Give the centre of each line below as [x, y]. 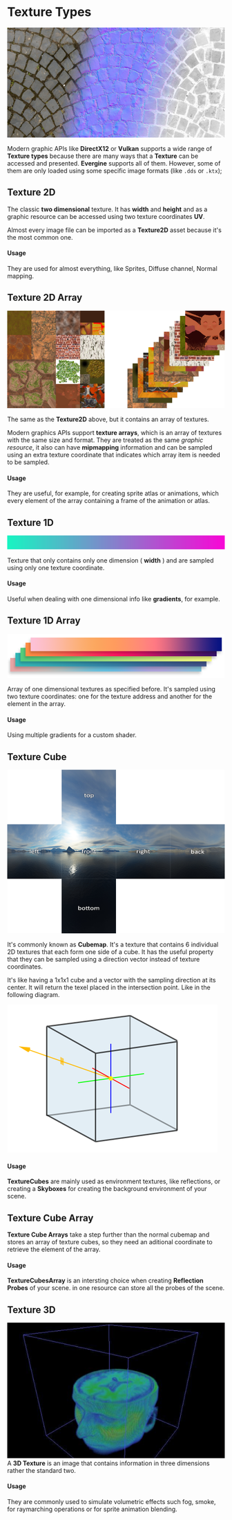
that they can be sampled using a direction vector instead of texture [104, 960]
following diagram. [33, 995]
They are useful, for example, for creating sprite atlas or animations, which [113, 493]
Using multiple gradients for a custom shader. [72, 735]
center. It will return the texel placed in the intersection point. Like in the [109, 987]
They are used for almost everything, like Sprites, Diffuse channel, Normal [112, 268]
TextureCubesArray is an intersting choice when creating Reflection [105, 1281]
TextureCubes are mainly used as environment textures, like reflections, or [114, 1181]
